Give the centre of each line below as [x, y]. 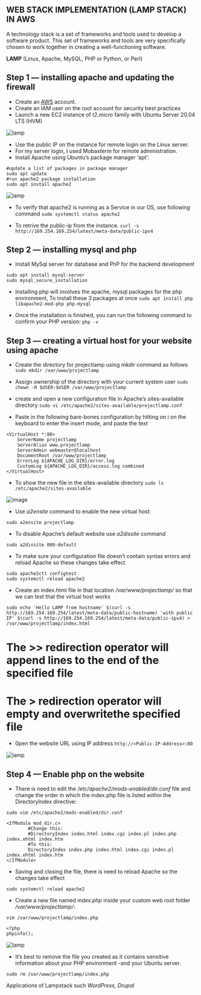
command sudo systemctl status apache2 [67, 214]
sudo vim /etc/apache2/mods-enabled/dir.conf [64, 813]
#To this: [40, 845]
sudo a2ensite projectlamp [40, 523]
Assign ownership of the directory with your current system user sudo [101, 382]
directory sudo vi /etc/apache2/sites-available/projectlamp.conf [99, 406]
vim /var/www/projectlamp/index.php [52, 918]
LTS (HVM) [29, 121]
